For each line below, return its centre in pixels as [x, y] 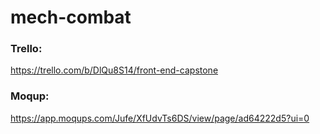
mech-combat [71, 17]
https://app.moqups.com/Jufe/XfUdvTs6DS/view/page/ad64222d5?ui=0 [160, 118]
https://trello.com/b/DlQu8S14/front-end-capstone [114, 70]
